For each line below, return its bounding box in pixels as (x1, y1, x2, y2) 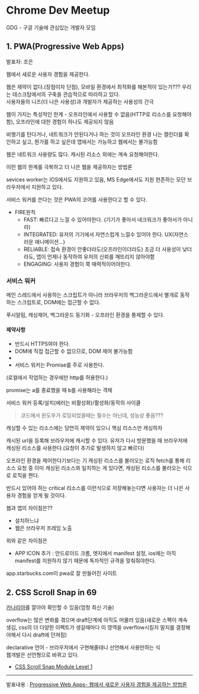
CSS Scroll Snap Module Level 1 (14, 663, 93, 670)
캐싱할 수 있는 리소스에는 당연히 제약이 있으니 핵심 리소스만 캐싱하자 (6, 425, 163, 432)
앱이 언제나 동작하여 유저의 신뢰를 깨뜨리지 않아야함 (36, 253, 155, 260)
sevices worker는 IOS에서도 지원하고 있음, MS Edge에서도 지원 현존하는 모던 (6, 176, 186, 183)
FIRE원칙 (14, 208, 36, 215)
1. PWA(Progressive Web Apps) (6, 42, 124, 52)
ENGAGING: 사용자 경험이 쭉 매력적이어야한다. (23, 260, 132, 268)
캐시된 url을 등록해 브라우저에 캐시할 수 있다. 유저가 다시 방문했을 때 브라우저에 (6, 437, 188, 444)
